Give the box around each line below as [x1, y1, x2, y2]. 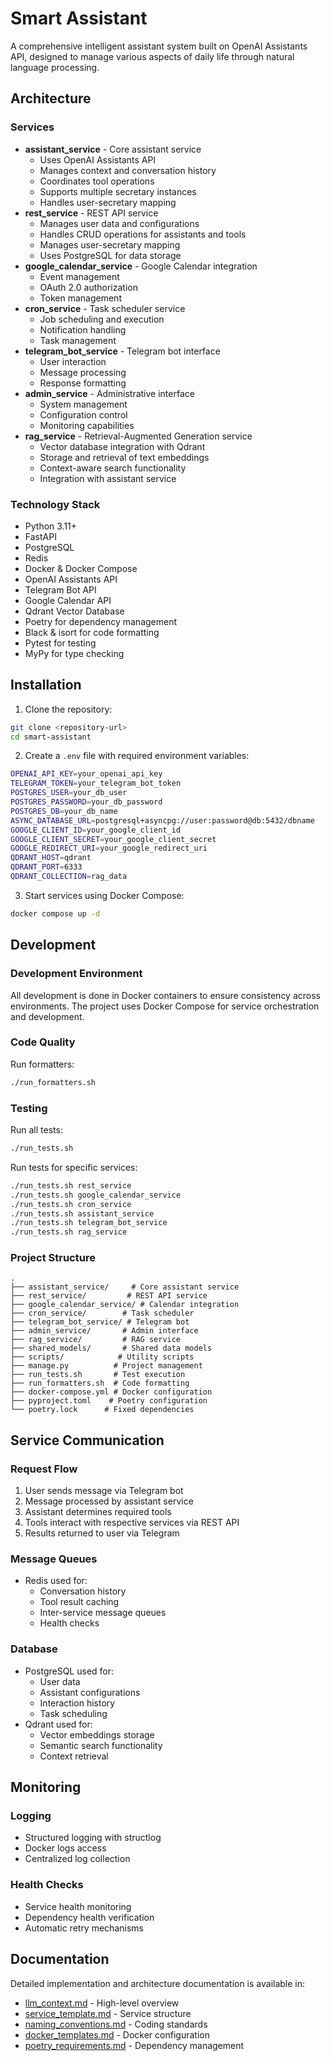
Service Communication [10, 1432, 165, 1449]
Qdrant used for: [24, 1718, 93, 1730]
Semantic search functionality [39, 1739, 163, 1751]
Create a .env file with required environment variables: [24, 750, 250, 762]
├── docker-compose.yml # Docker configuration [10, 1387, 213, 1397]
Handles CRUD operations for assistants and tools [39, 228, 247, 240]
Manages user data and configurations [39, 217, 200, 229]
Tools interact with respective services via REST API [24, 1517, 240, 1529]
